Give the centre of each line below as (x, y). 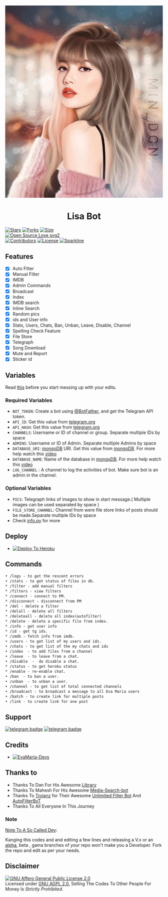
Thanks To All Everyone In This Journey (53, 806)
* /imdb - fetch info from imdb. (40, 637)
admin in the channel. (34, 475)
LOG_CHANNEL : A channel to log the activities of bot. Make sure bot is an (85, 470)
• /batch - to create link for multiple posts (54, 697)
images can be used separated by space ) (56, 504)
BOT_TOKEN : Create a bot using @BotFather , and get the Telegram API (83, 411)
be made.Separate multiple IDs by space (54, 515)
